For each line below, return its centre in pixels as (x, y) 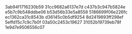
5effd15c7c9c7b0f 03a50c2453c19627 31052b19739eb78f (63, 22)
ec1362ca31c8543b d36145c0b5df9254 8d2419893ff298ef (64, 17)
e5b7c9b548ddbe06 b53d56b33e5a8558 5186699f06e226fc (66, 12)
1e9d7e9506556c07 (25, 27)
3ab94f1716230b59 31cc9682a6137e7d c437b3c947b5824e (65, 7)
